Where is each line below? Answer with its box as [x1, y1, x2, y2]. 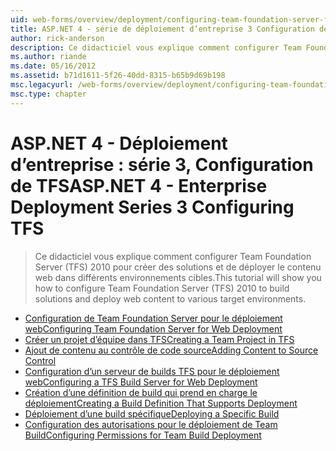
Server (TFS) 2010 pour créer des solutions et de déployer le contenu [34, 261, 322, 273]
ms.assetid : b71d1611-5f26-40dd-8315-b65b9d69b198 [10, 71, 226, 81]
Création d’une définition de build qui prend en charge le [24, 386, 258, 398]
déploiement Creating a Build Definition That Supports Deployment [24, 397, 298, 409]
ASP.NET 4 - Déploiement [10, 132, 228, 155]
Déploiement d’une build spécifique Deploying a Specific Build [24, 407, 280, 420]
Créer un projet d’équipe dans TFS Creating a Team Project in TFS [24, 333, 295, 345]
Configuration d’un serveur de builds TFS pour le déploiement [24, 365, 280, 377]
